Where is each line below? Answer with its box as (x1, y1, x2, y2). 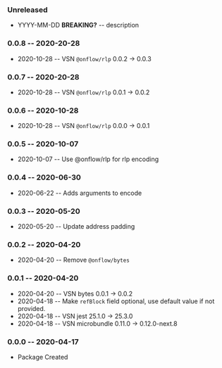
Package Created (17, 353, 68, 361)
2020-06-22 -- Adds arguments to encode (17, 189, 142, 197)
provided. (17, 304, 46, 312)
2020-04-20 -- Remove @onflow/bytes (17, 255, 130, 265)
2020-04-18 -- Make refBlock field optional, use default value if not (17, 297, 215, 305)
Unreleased (7, 5, 48, 15)
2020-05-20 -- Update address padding (17, 222, 135, 231)
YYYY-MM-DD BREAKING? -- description (17, 21, 140, 30)
